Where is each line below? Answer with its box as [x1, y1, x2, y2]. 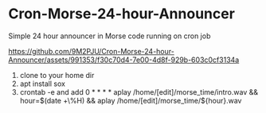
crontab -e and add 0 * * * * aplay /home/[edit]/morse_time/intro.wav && [19, 87, 259, 96]
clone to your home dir [19, 70, 95, 80]
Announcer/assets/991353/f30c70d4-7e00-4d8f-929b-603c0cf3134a [8, 55, 240, 64]
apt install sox [19, 79, 66, 88]
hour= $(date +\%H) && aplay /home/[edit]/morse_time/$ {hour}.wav [19, 95, 242, 105]
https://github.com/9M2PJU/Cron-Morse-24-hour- [8, 46, 175, 56]
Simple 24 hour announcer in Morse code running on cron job [8, 31, 211, 41]
